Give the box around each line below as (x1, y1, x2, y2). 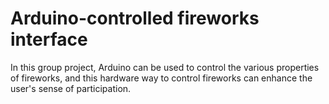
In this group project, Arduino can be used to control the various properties (10, 61, 320, 73)
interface (10, 28, 88, 51)
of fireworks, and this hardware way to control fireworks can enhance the (10, 72, 313, 84)
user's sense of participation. (10, 82, 132, 94)
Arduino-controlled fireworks (10, 7, 260, 30)
